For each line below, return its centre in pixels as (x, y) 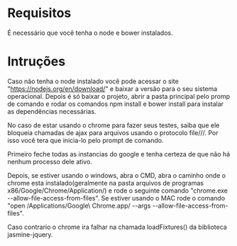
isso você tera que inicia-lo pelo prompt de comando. (86, 140)
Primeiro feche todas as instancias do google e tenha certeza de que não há (119, 154)
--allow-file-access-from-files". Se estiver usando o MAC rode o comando (116, 198)
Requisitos (39, 13)
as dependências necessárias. (52, 111)
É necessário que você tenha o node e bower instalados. (90, 33)
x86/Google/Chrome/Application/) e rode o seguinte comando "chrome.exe (118, 191)
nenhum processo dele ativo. (50, 161)
